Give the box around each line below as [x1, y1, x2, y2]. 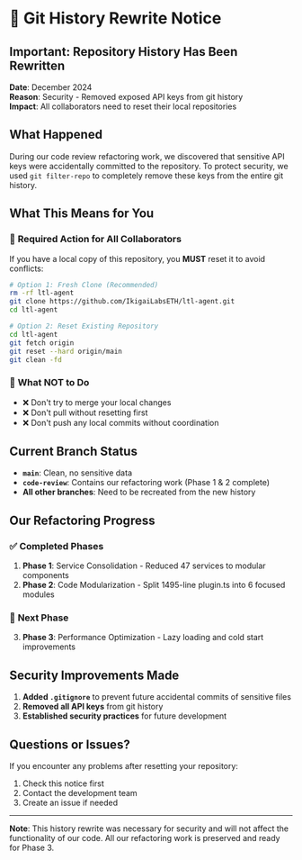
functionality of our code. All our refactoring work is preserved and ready [9, 833, 280, 844]
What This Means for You [9, 206, 155, 222]
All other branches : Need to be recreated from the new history [22, 486, 256, 498]
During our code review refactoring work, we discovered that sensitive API [9, 150, 285, 161]
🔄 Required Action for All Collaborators [9, 233, 182, 246]
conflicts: [9, 263, 44, 274]
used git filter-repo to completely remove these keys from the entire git [9, 170, 284, 181]
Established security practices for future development [22, 711, 227, 721]
